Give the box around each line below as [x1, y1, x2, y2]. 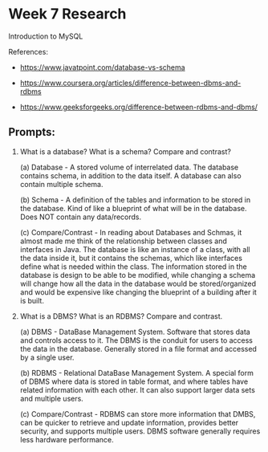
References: [8, 47, 48, 56]
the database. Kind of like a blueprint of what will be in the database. [19, 203, 247, 213]
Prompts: [8, 125, 56, 139]
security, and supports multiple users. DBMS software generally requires [19, 426, 261, 436]
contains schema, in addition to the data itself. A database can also [19, 170, 242, 181]
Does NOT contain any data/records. [19, 212, 142, 222]
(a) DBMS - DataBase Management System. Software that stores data [19, 327, 250, 336]
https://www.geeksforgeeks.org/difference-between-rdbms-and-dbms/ [19, 102, 258, 112]
